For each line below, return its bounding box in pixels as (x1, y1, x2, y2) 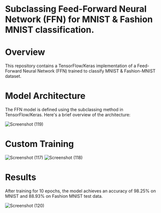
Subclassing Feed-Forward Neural (5, 3, 147, 15)
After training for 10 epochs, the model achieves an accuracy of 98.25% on (5, 188, 156, 194)
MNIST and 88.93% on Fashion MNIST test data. (5, 193, 103, 199)
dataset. (5, 73, 22, 79)
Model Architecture (5, 91, 86, 101)
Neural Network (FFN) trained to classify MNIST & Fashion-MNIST (22, 68, 156, 74)
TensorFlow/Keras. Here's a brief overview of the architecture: (5, 112, 131, 118)
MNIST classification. (5, 24, 94, 35)
